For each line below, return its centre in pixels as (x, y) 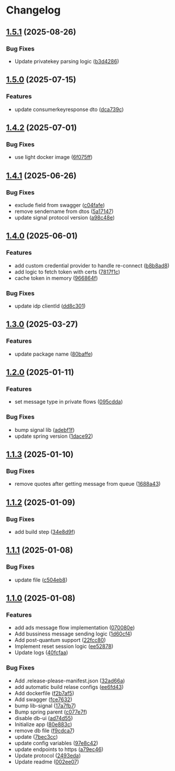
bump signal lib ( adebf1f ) (44, 430)
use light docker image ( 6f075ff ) (54, 157)
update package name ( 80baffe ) (54, 354)
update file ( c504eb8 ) (41, 580)
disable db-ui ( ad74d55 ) (44, 718)
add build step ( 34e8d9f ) (45, 532)
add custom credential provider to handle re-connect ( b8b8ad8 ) (92, 265)
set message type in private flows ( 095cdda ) (68, 402)
